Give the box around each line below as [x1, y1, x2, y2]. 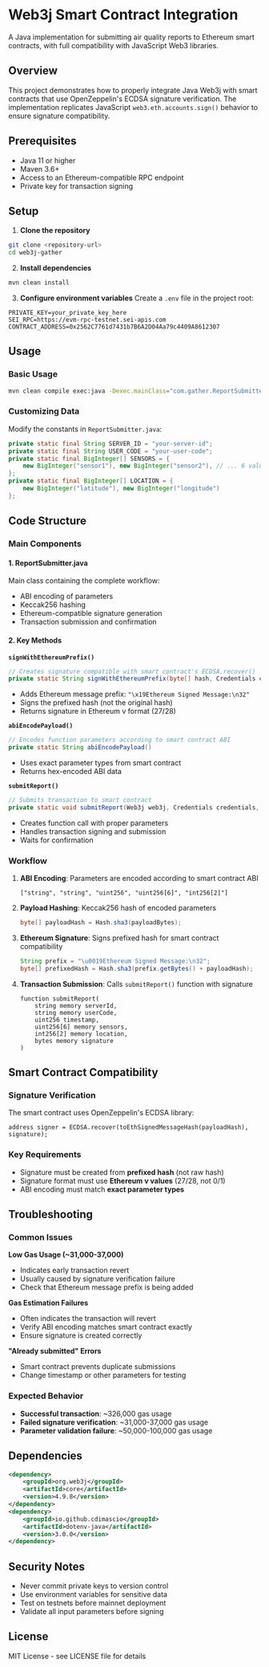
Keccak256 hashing [19, 600, 86, 609]
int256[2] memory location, [34, 1029, 128, 1037]
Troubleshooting [8, 1208, 94, 1221]
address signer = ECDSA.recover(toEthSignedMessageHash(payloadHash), [8, 1123, 249, 1131]
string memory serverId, [34, 1001, 118, 1009]
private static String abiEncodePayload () [8, 744, 152, 752]
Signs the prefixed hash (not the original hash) [19, 698, 174, 707]
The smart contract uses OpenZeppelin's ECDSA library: [8, 1108, 195, 1118]
